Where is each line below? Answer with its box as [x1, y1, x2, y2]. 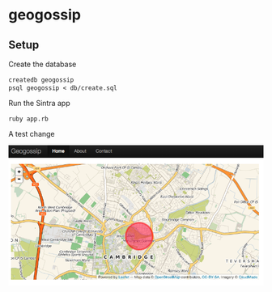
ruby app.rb [8, 115, 49, 123]
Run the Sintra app [8, 99, 70, 108]
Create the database [8, 59, 77, 69]
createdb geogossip [8, 76, 74, 84]
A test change [8, 129, 55, 138]
